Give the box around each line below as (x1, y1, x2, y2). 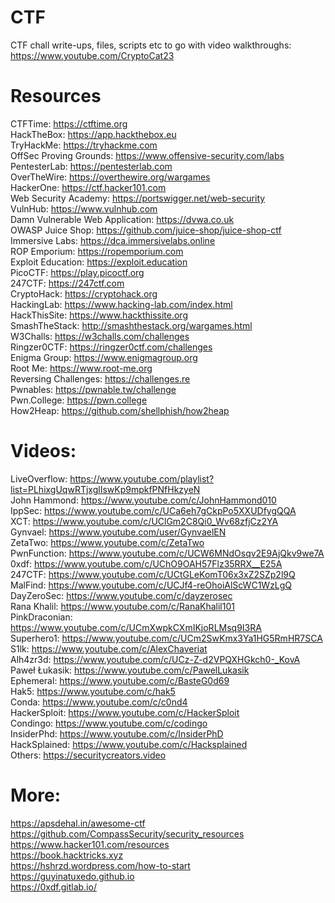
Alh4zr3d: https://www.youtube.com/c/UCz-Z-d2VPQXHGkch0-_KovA (10, 653, 301, 665)
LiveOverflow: (10, 472, 68, 485)
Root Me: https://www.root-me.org (10, 362, 153, 374)
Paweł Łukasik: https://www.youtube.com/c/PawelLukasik (10, 664, 250, 676)
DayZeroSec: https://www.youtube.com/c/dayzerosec (10, 589, 233, 601)
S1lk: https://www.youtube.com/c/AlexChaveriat (10, 642, 208, 655)
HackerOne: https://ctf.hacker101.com (10, 181, 167, 193)
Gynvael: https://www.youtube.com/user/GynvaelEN (10, 526, 227, 538)
